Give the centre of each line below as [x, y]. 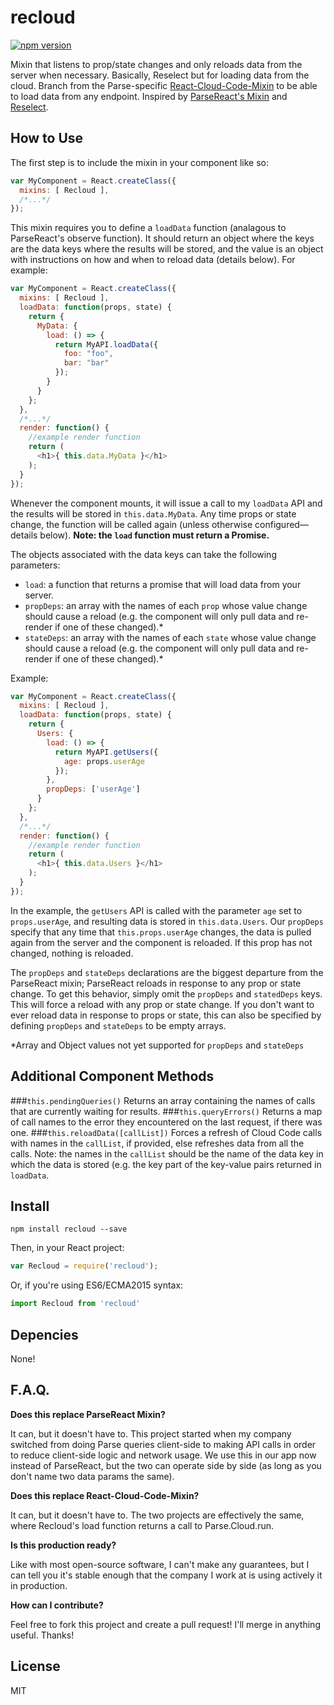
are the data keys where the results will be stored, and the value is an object [167, 249]
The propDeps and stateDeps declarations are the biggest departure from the [167, 972]
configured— [281, 524]
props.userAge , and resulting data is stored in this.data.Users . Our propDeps [167, 921]
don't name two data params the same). [92, 1476]
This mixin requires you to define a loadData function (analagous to [148, 228]
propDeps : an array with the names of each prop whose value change [166, 605]
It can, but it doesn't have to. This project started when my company [151, 1433]
